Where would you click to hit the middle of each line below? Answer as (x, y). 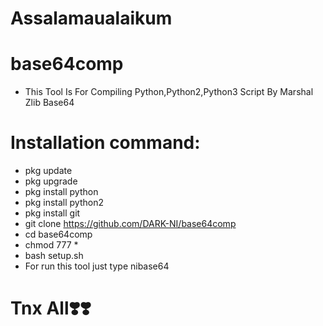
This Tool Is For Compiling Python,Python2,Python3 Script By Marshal (169, 92)
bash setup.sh (54, 256)
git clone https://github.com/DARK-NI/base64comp (130, 224)
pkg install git (52, 213)
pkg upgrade (51, 181)
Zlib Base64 (49, 103)
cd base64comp (58, 234)
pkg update (48, 171)
